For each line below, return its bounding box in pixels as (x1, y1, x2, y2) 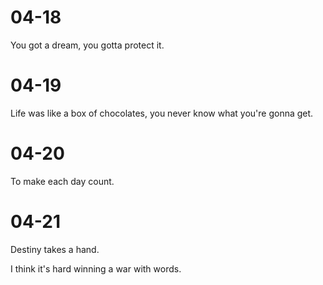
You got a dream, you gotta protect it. (10, 39, 165, 51)
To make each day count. (10, 175, 115, 187)
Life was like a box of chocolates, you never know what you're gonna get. (10, 107, 314, 119)
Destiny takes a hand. (10, 243, 100, 255)
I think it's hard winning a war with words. (10, 262, 182, 275)
